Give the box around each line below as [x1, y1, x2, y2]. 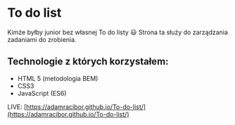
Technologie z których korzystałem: [7, 56, 169, 68]
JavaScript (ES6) [17, 89, 67, 97]
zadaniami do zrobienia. [7, 35, 77, 43]
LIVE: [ [7, 103, 27, 111]
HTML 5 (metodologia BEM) [17, 74, 99, 82]
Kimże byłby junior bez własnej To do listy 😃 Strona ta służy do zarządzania [7, 28, 229, 36]
